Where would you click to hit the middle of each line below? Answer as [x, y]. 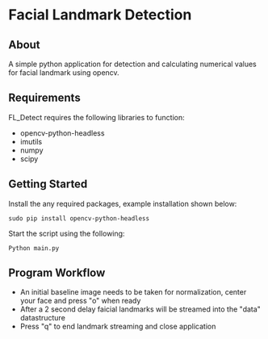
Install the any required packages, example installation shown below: [123, 203]
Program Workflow [57, 273]
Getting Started [48, 184]
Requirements [44, 98]
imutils [31, 141]
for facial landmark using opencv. [64, 73]
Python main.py [34, 248]
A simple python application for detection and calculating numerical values [132, 64]
